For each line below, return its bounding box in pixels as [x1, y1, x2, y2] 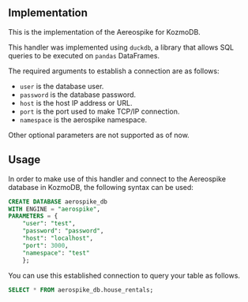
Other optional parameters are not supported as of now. [8, 130, 190, 140]
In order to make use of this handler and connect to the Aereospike [8, 173, 227, 184]
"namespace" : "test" [22, 248, 90, 257]
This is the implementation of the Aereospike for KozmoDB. [8, 27, 201, 36]
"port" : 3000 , [22, 241, 69, 249]
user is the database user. [19, 81, 104, 91]
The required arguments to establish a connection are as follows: [8, 66, 220, 76]
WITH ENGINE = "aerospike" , [8, 205, 101, 213]
